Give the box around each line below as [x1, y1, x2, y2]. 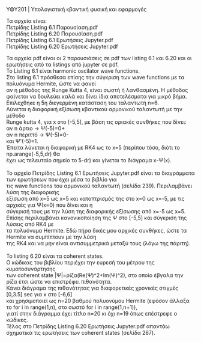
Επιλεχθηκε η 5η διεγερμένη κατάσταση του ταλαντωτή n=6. [6, 99, 160, 106]
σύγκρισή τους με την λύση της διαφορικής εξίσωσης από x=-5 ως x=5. [6, 208, 186, 215]
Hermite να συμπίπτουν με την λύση [6, 233, 97, 240]
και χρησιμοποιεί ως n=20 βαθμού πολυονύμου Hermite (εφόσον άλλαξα [6, 298, 190, 304]
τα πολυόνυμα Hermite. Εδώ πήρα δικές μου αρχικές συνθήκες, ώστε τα [6, 227, 187, 234]
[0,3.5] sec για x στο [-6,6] [6, 291, 73, 298]
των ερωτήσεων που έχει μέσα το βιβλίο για [6, 176, 117, 183]
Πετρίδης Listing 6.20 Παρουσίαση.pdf [6, 30, 103, 37]
